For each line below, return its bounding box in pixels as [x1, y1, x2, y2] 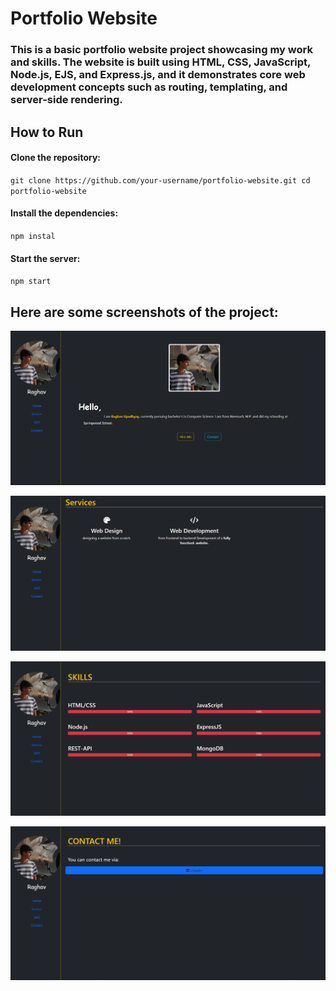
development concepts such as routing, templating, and [10, 80, 288, 94]
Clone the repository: [10, 152, 101, 164]
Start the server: [10, 252, 81, 264]
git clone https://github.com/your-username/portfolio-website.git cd [10, 175, 311, 186]
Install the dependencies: [10, 207, 119, 219]
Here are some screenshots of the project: [10, 303, 279, 321]
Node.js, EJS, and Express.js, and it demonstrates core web [10, 68, 306, 82]
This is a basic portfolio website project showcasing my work [10, 43, 313, 57]
